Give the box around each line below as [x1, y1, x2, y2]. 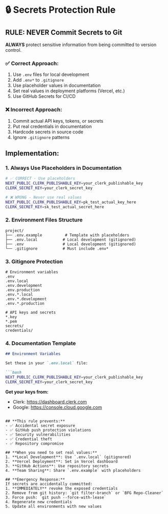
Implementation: [5, 149, 59, 157]
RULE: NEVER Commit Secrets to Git [5, 28, 122, 36]
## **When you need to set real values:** [5, 450, 97, 455]
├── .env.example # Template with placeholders [5, 232, 130, 238]
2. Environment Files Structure [5, 216, 83, 224]
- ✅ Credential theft [5, 437, 53, 442]
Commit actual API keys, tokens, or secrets [12, 117, 103, 124]
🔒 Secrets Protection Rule [5, 4, 116, 16]
